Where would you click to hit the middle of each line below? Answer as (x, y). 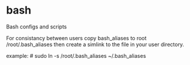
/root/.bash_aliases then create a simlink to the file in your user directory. (95, 44)
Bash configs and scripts (37, 27)
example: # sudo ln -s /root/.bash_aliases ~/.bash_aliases (76, 56)
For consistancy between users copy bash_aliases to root (76, 38)
